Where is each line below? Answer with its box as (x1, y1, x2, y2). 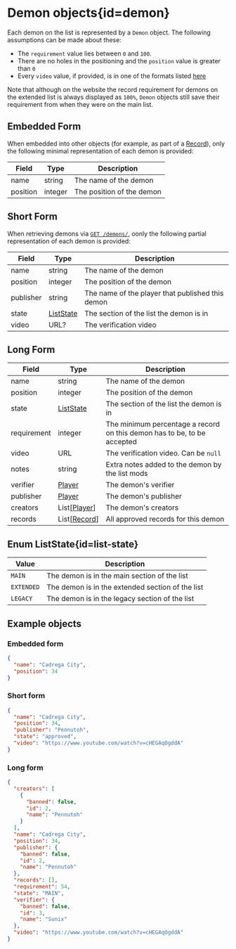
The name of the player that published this (84, 288, 224, 298)
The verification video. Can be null (105, 448, 221, 458)
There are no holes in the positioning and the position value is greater (17, 56, 221, 65)
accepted (105, 437, 137, 447)
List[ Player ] (58, 503, 96, 512)
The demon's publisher (105, 491, 183, 501)
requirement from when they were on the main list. (7, 100, 153, 108)
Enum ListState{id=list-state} (7, 538, 139, 550)
